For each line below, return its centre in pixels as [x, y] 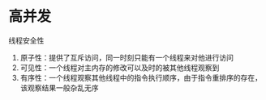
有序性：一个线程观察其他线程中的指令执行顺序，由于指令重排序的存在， [141, 77]
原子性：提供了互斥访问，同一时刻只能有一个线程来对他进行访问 [127, 57]
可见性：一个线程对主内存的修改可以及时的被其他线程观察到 [120, 67]
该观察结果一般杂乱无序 [59, 87]
